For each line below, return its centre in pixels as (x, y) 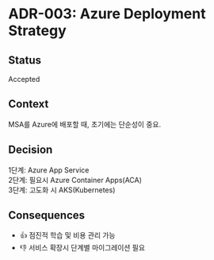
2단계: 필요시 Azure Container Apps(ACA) (75, 180)
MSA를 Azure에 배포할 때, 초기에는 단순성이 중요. (84, 124)
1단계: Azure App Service (49, 170)
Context (29, 104)
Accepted (24, 79)
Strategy (38, 31)
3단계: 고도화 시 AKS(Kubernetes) (62, 190)
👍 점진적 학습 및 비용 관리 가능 (67, 235)
